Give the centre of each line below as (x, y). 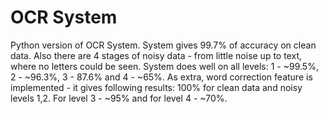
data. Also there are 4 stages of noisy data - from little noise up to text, (156, 55)
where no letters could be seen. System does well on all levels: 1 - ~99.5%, (164, 66)
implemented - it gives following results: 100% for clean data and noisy (156, 87)
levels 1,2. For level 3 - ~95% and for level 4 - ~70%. (119, 98)
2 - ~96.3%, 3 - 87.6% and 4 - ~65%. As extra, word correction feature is (161, 77)
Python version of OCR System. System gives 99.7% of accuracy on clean (163, 45)
